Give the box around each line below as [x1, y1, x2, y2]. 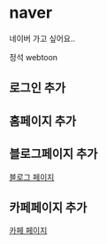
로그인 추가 [9, 81, 66, 96]
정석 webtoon [9, 51, 58, 62]
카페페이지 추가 [9, 200, 88, 215]
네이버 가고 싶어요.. [9, 33, 75, 43]
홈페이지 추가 [9, 114, 77, 129]
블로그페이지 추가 [9, 146, 98, 161]
